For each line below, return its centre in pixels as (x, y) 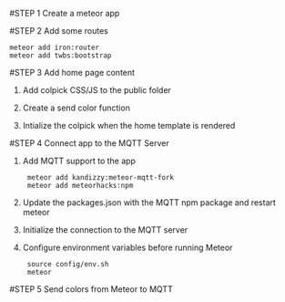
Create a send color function (76, 108)
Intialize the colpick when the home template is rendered (129, 125)
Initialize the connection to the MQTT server (105, 230)
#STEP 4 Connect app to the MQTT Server (90, 143)
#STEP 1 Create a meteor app (65, 13)
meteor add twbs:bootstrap (61, 56)
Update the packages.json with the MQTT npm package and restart (149, 203)
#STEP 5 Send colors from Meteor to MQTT (91, 289)
